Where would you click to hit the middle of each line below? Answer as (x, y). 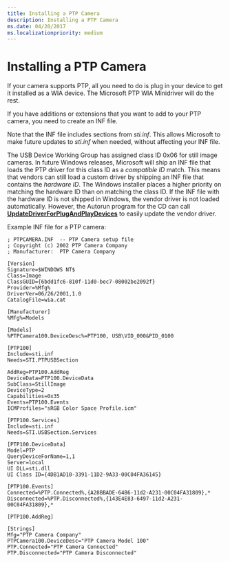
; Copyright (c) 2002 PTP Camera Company (67, 246)
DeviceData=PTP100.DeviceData (51, 378)
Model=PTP (21, 451)
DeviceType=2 (26, 391)
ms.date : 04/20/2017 (37, 26)
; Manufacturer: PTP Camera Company (61, 252)
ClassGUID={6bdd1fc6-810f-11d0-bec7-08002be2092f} (81, 282)
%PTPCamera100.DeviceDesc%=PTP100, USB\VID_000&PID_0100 (91, 336)
